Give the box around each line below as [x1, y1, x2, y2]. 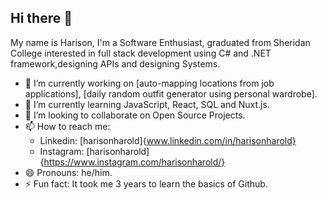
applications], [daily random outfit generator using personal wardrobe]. [24, 87, 318, 100]
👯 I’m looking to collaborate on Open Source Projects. [24, 109, 246, 121]
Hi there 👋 [10, 10, 73, 27]
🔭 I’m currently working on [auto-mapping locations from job [24, 77, 275, 89]
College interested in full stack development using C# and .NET [10, 47, 272, 59]
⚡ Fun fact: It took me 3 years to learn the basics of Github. [24, 177, 268, 190]
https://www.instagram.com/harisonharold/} [43, 156, 226, 168]
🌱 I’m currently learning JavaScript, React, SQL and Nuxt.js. [24, 98, 270, 110]
